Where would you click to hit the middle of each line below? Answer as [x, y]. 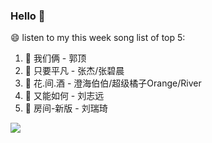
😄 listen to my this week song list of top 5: [98, 38]
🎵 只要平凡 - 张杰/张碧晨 [74, 71]
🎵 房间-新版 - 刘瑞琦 [66, 108]
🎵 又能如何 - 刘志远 [64, 96]
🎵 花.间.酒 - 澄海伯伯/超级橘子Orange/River [113, 83]
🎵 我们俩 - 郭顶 [55, 58]
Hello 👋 [28, 16]
